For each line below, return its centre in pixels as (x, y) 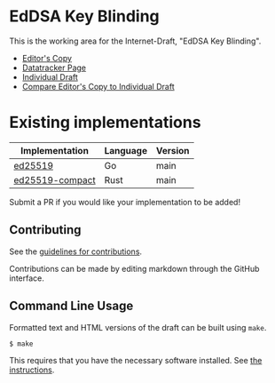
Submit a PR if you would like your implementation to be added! (125, 202)
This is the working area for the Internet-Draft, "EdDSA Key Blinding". (135, 41)
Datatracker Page (54, 68)
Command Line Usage (71, 306)
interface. (27, 278)
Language (126, 150)
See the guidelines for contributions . (76, 251)
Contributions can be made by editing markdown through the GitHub (134, 268)
